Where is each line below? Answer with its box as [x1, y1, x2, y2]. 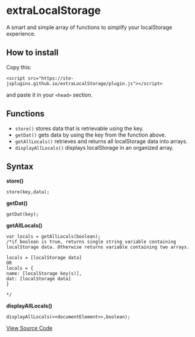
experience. [6, 30, 36, 37]
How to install [6, 48, 59, 58]
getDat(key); [6, 211, 39, 217]
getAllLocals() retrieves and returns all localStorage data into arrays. [14, 137, 188, 145]
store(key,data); [6, 189, 50, 195]
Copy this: [6, 63, 32, 71]
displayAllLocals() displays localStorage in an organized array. [14, 144, 174, 151]
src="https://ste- [28, 75, 74, 82]
